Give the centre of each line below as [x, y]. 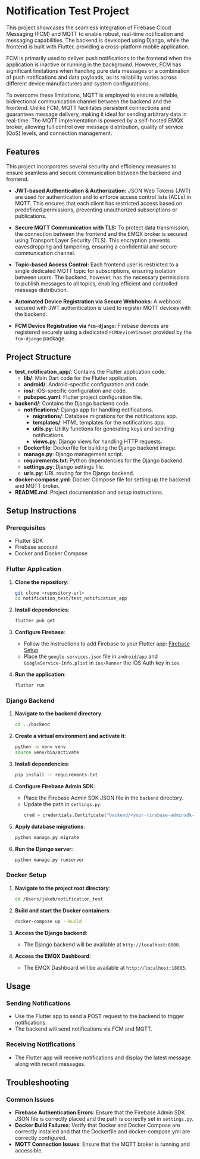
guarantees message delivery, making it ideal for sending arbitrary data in [97, 114]
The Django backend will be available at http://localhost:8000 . [102, 944]
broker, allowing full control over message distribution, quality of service [95, 127]
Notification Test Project [68, 11]
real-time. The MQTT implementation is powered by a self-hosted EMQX [95, 120]
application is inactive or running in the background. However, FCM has [94, 64]
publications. [31, 216]
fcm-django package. [40, 338]
